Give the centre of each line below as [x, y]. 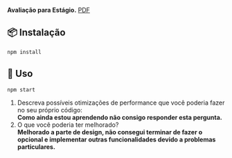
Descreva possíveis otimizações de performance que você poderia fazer [121, 103]
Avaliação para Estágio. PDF [48, 10]
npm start [21, 89]
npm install [24, 52]
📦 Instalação [36, 33]
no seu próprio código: [50, 110]
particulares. [36, 147]
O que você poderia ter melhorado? [68, 125]
